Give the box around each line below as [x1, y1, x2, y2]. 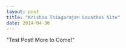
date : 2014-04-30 [6, 20, 50, 26]
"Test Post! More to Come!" [6, 37, 75, 44]
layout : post [6, 8, 39, 15]
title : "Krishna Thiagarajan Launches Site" [6, 14, 121, 20]
